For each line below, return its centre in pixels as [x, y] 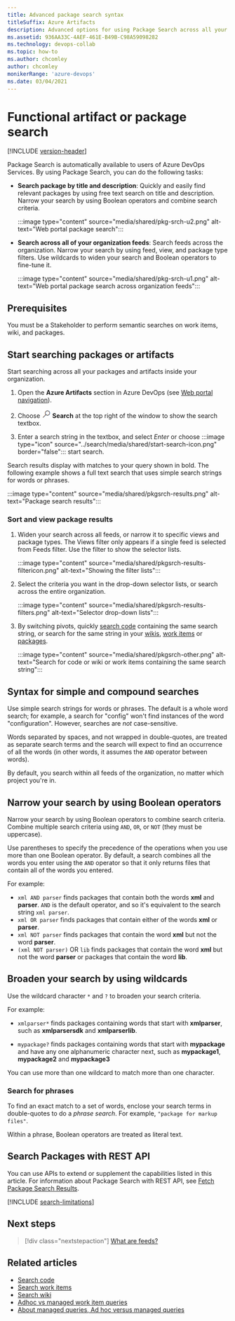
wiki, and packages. [36, 332]
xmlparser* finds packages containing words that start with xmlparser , [120, 1023]
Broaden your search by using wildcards [98, 979]
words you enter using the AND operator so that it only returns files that [109, 862]
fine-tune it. [34, 265]
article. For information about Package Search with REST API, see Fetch [111, 1181]
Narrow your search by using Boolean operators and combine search [117, 201]
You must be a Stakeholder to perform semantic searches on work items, [113, 325]
